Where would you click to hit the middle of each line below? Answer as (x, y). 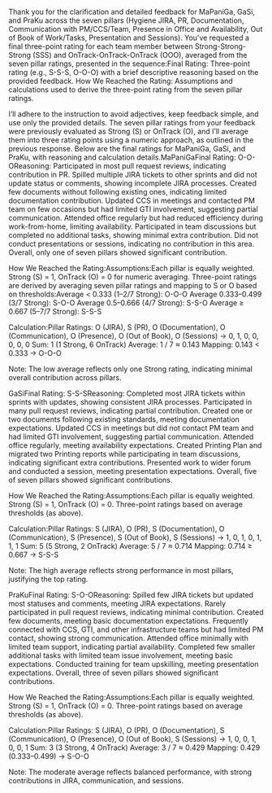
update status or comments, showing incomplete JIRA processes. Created (133, 183)
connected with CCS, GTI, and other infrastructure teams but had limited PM (136, 629)
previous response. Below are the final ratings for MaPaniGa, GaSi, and (127, 149)
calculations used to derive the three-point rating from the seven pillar (125, 90)
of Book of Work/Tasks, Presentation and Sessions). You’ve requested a (129, 37)
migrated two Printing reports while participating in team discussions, (125, 454)
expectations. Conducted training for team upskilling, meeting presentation (134, 664)
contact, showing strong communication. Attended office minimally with (129, 638)
